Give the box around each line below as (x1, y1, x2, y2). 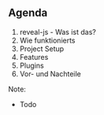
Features (19, 52, 49, 61)
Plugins (19, 61, 45, 70)
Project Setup (19, 43, 65, 54)
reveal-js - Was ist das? (19, 27, 96, 36)
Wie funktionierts (19, 35, 76, 45)
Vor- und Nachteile (19, 69, 81, 78)
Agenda (8, 6, 48, 20)
